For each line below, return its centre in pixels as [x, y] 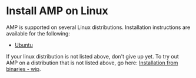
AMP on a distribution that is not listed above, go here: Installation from [92, 63]
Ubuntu [24, 45]
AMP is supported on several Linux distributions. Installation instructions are [98, 27]
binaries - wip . [24, 69]
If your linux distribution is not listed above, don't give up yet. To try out [93, 56]
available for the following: [38, 33]
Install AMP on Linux [57, 11]
